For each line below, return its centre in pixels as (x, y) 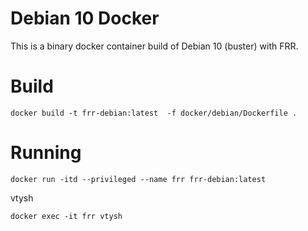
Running (46, 153)
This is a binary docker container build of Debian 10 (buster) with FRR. (154, 46)
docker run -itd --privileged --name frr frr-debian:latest (138, 179)
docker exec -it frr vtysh (66, 216)
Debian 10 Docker (85, 18)
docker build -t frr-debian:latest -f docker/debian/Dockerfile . (154, 113)
